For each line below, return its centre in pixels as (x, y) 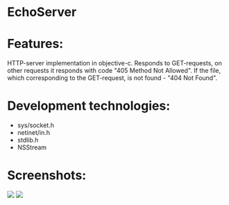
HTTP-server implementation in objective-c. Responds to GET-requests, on (114, 63)
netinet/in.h (34, 133)
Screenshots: (47, 175)
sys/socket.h (35, 125)
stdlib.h (28, 140)
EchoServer (42, 12)
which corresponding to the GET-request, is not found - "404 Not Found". (112, 78)
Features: (35, 44)
